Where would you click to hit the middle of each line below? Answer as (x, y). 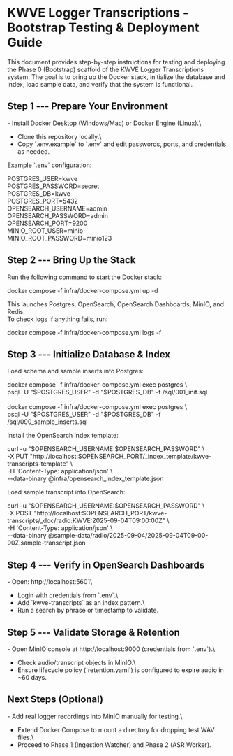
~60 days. (32, 677)
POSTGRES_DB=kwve (39, 193)
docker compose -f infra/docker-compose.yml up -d (83, 290)
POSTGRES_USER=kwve (43, 178)
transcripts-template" (38, 464)
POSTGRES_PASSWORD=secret (53, 186)
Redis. (16, 311)
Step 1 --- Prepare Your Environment (88, 106)
